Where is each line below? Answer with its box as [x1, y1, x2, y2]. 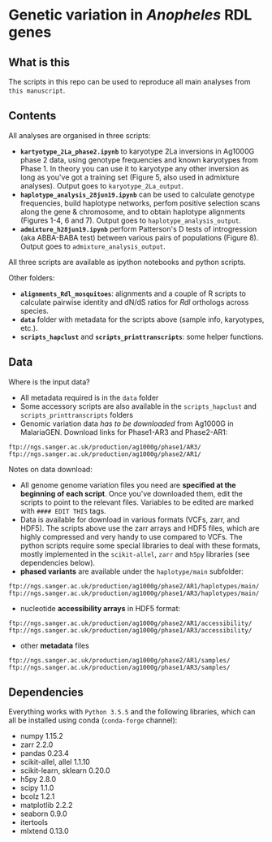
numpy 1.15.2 [19, 731, 63, 741]
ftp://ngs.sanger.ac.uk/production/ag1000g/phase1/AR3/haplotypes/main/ [8, 589, 260, 597]
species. [19, 306, 49, 315]
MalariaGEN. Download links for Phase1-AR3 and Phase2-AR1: [19, 427, 228, 436]
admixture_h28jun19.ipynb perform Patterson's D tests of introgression [19, 224, 257, 233]
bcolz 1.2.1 [19, 792, 55, 801]
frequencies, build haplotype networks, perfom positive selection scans [19, 197, 261, 208]
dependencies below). [19, 558, 96, 567]
